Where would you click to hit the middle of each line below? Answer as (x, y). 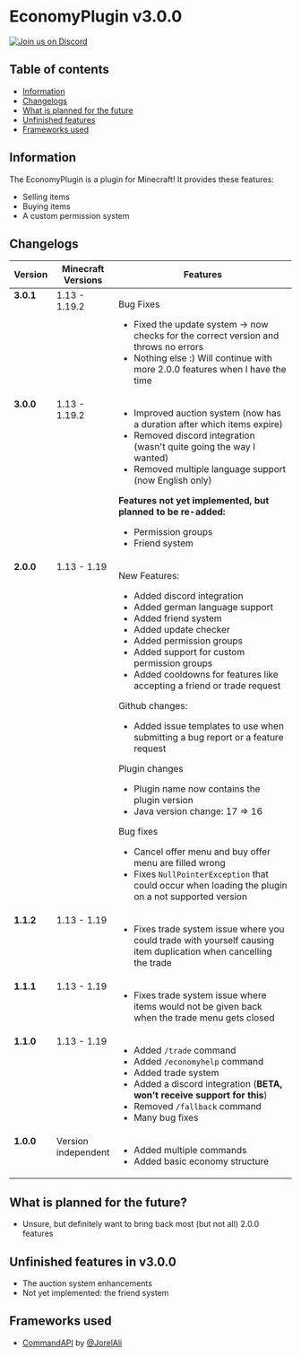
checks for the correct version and (206, 336)
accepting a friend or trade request (207, 686)
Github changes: (153, 706)
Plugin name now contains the (197, 789)
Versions (83, 280)
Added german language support (203, 608)
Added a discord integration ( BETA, (208, 1084)
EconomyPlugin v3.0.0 (96, 17)
